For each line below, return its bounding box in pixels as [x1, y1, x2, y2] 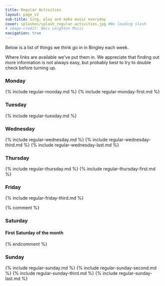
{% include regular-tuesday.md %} [5, 112, 77, 118]
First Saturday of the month [5, 230, 63, 236]
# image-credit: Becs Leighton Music [5, 26, 84, 31]
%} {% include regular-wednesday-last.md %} [23, 141, 119, 148]
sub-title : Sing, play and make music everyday [5, 17, 106, 22]
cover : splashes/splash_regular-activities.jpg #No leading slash [5, 21, 146, 27]
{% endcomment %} [5, 241, 47, 247]
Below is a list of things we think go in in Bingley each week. [5, 45, 129, 50]
